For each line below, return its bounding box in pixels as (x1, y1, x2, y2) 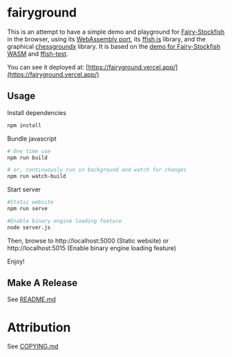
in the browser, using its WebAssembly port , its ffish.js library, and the (7, 34, 206, 43)
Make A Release (7, 277, 78, 289)
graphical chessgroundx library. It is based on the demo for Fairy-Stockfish (7, 42, 221, 50)
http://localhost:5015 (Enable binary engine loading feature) (7, 243, 177, 252)
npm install (7, 122, 41, 129)
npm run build (7, 154, 48, 161)
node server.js (7, 224, 51, 231)
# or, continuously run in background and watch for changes (7, 167, 187, 174)
